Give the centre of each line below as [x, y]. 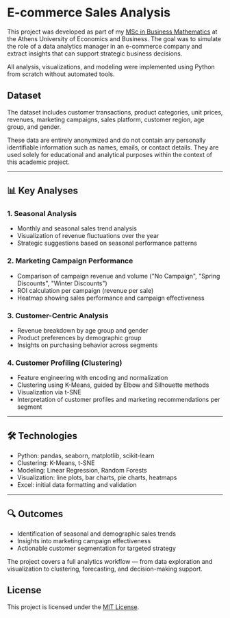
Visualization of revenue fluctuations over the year [88, 236]
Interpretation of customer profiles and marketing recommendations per [118, 400]
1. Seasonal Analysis [42, 214]
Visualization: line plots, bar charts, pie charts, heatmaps [97, 477]
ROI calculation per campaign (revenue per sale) [85, 290]
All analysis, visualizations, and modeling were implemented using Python [111, 67]
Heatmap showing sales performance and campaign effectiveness [111, 298]
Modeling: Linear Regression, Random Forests [82, 471]
